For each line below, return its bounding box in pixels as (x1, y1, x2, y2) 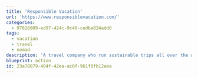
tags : (6, 30, 19, 36)
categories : (6, 19, 35, 25)
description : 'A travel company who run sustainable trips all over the (6, 52, 189, 58)
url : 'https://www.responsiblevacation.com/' (6, 14, 120, 20)
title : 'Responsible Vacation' (6, 8, 83, 15)
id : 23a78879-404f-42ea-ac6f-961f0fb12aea (6, 63, 112, 69)
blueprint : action (6, 57, 51, 63)
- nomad (11, 47, 31, 53)
